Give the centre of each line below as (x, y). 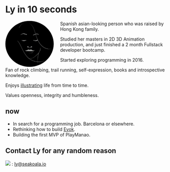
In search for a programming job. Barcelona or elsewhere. (73, 124)
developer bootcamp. (83, 50)
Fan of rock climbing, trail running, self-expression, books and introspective (85, 70)
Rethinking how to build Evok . (44, 129)
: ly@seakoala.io (29, 164)
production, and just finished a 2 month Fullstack (111, 44)
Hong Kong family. (80, 29)
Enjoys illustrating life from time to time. (47, 85)
